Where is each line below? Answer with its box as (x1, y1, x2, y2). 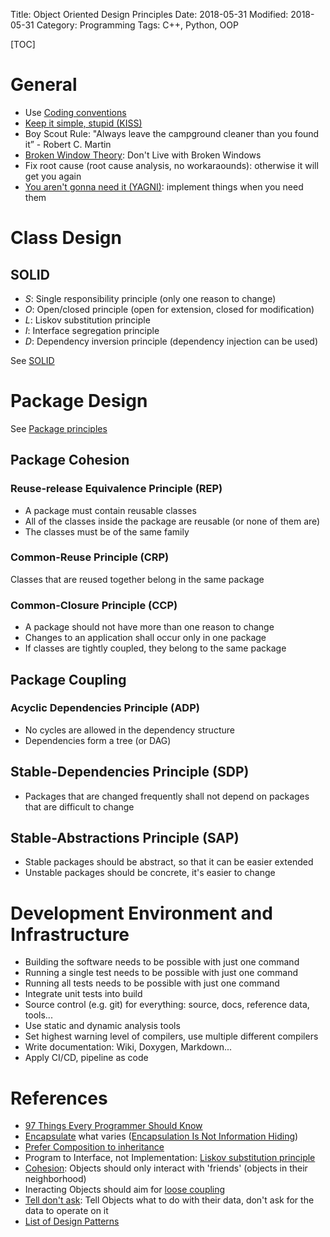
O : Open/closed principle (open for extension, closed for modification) (24, 303, 315, 315)
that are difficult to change (24, 800, 135, 813)
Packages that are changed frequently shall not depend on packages (24, 790, 310, 802)
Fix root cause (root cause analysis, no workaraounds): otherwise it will (24, 159, 319, 171)
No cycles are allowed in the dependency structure (24, 724, 235, 736)
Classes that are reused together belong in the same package (10, 573, 265, 585)
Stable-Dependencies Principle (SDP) (10, 764, 250, 781)
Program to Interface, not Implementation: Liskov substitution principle (24, 1152, 316, 1164)
